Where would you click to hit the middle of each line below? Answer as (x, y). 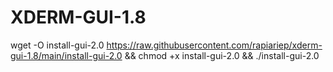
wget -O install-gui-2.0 (57, 45)
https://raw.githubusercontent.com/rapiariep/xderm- (214, 45)
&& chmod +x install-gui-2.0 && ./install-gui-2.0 (222, 55)
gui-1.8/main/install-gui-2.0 (66, 55)
